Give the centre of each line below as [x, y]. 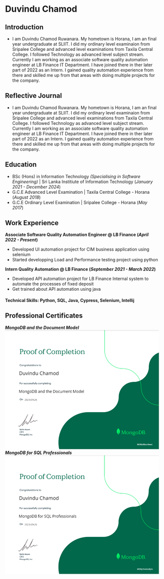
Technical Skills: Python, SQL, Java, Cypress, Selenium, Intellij [70, 301]
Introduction [24, 27]
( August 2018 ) [26, 197]
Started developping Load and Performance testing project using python [85, 260]
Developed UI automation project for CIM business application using [81, 249]
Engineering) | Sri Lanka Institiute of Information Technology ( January [82, 182]
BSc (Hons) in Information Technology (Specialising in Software [76, 176]
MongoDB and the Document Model [42, 327]
